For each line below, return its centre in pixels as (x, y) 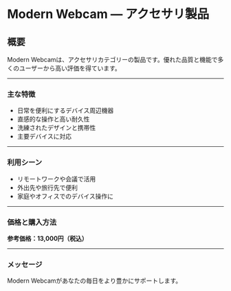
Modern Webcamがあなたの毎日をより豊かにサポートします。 (95, 281)
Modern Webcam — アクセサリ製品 (108, 14)
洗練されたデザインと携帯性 (56, 128)
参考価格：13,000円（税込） (47, 238)
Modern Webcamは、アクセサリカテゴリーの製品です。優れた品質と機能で (112, 60)
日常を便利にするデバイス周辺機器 (65, 110)
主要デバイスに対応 (44, 137)
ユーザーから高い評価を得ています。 (70, 68)
